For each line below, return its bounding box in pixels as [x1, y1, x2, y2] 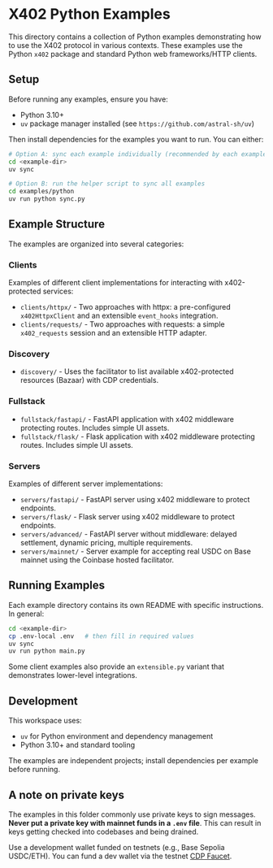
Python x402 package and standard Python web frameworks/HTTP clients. [8, 49, 258, 59]
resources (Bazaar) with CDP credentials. [19, 375, 159, 385]
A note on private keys [8, 788, 124, 801]
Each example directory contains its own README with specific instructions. [8, 600, 264, 610]
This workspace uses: [8, 716, 83, 726]
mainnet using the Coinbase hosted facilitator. [19, 555, 175, 565]
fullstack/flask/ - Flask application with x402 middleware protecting [19, 432, 256, 441]
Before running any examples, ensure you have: [8, 94, 168, 104]
